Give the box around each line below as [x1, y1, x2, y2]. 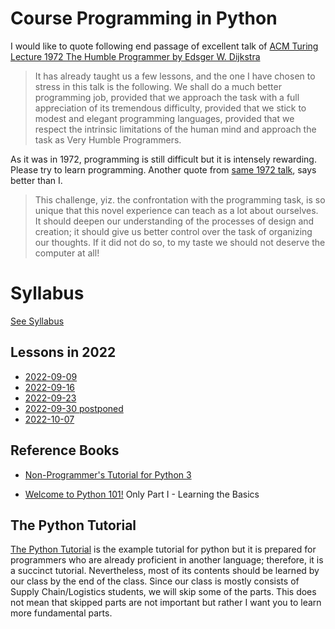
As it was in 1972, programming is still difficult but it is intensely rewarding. [10, 153, 317, 165]
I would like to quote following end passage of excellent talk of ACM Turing [10, 40, 319, 52]
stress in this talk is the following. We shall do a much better [34, 80, 282, 92]
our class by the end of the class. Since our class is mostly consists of [10, 575, 300, 587]
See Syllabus [10, 315, 65, 327]
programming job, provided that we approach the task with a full [34, 91, 300, 103]
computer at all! [34, 247, 100, 259]
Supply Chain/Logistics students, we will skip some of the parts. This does [10, 586, 317, 598]
